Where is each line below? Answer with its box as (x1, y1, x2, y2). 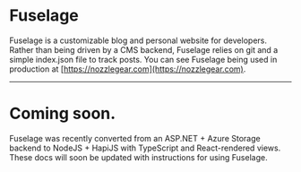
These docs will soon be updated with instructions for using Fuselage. (9, 151, 268, 162)
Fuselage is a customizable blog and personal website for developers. (9, 35, 267, 46)
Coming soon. (9, 104, 116, 124)
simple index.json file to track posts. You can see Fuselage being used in (9, 54, 278, 64)
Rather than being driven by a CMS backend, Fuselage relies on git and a (9, 44, 279, 55)
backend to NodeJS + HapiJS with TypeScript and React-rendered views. (9, 142, 281, 153)
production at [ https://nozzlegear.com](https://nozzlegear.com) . (9, 64, 246, 74)
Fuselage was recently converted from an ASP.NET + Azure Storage (9, 133, 262, 143)
